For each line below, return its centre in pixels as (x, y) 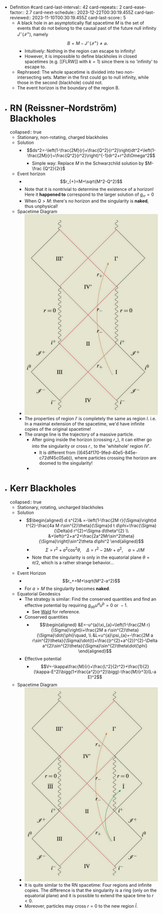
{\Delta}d (63, 531)
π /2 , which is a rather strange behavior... (73, 563)
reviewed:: (20, 18)
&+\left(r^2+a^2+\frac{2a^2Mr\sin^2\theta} (91, 536)
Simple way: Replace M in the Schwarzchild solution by (88, 163)
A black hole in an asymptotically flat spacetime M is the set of (81, 23)
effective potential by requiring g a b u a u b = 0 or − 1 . (76, 605)
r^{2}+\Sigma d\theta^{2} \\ (101, 531)
